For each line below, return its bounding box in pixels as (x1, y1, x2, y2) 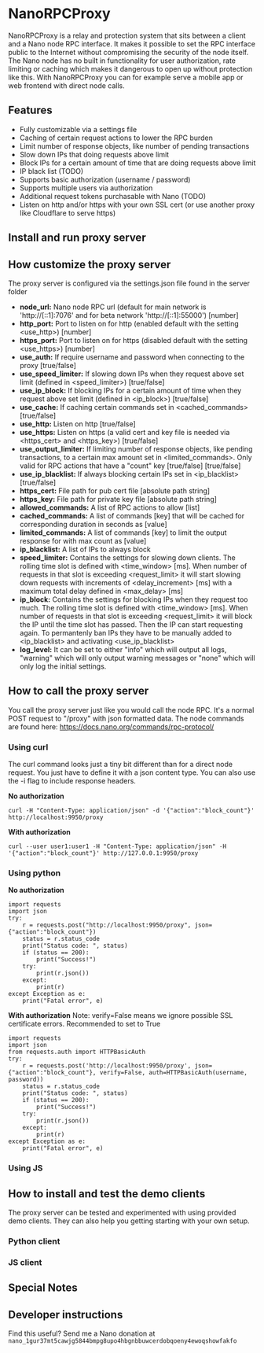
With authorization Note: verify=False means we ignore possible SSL (8, 1011, 233, 1020)
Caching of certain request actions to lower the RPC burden (19, 133, 214, 142)
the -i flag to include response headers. (8, 776, 136, 786)
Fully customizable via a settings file (19, 124, 137, 134)
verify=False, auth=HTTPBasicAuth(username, (99, 1069, 247, 1077)
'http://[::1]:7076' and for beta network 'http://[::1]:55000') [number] (19, 310, 239, 319)
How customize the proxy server (8, 257, 171, 271)
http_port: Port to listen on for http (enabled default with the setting (19, 319, 240, 328)
